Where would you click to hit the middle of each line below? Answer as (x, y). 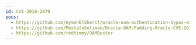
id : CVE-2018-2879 (28, 11)
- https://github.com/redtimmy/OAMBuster (62, 33)
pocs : (12, 17)
